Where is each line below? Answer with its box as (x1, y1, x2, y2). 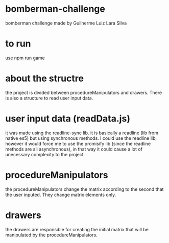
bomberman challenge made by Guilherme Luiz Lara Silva (5, 20, 127, 26)
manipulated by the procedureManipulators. (5, 232, 98, 238)
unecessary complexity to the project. (5, 151, 85, 157)
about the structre (5, 72, 84, 84)
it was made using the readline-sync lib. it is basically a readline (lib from (5, 130, 159, 136)
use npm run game (5, 55, 45, 61)
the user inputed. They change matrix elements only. (5, 191, 116, 198)
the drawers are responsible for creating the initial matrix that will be (5, 226, 149, 232)
